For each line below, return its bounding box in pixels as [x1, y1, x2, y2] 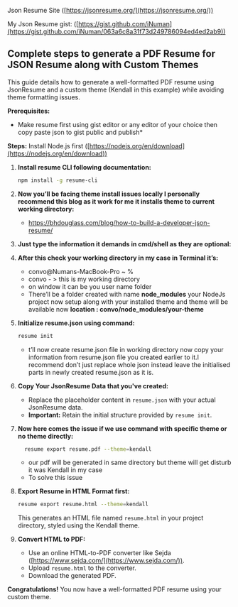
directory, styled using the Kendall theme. [17, 521, 140, 530]
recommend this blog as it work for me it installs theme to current [17, 197, 215, 205]
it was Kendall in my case [28, 466, 103, 474]
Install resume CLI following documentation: [17, 163, 151, 171]
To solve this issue [28, 474, 83, 482]
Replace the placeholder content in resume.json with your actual [28, 395, 216, 404]
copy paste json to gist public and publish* [17, 128, 144, 136]
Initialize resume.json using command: [17, 319, 135, 327]
